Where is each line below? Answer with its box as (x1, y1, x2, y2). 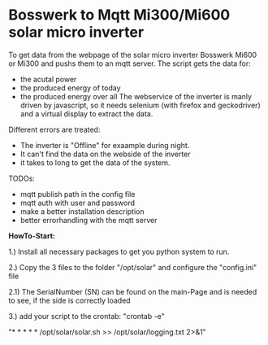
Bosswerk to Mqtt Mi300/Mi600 (8, 6, 231, 24)
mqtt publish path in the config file (19, 189, 136, 199)
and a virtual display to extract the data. (19, 108, 153, 119)
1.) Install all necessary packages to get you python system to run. (8, 247, 230, 256)
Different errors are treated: (8, 124, 101, 134)
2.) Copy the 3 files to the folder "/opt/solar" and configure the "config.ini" (8, 262, 257, 272)
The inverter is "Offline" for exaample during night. (19, 140, 190, 150)
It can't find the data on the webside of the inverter (19, 149, 191, 159)
